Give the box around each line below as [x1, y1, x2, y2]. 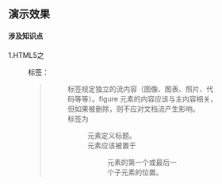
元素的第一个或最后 [106, 157, 170, 167]
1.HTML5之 [8, 50, 45, 59]
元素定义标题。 [86, 130, 136, 140]
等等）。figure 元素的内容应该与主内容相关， [74, 94, 218, 103]
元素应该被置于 [86, 140, 136, 150]
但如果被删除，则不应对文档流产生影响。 [67, 104, 200, 113]
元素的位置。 [121, 167, 163, 177]
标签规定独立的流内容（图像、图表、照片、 [67, 84, 207, 94]
